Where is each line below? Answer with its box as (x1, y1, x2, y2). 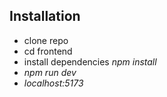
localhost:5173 (23, 77, 84, 89)
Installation (9, 8, 81, 25)
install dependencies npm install (23, 55, 157, 68)
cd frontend (23, 45, 73, 57)
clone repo (23, 34, 69, 46)
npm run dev (23, 66, 77, 78)
